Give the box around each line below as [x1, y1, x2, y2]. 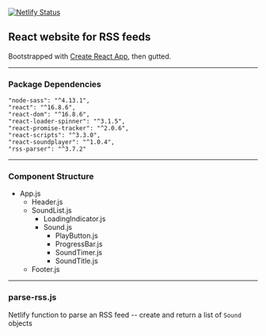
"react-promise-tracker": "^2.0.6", [8, 124, 129, 132]
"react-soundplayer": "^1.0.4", [8, 139, 115, 147]
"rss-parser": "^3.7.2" [8, 145, 87, 154]
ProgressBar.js [55, 239, 103, 249]
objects [8, 318, 33, 328]
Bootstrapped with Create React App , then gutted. [8, 52, 172, 61]
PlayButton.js [55, 231, 99, 241]
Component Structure [8, 171, 94, 182]
